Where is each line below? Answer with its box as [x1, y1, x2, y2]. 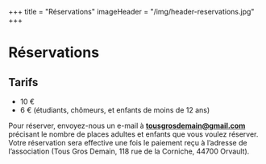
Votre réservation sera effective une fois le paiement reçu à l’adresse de [8, 138, 247, 147]
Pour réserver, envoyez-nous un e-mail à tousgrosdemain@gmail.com [8, 121, 246, 130]
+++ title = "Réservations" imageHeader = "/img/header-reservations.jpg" [8, 7, 255, 16]
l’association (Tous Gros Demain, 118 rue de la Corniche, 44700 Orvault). [8, 146, 250, 156]
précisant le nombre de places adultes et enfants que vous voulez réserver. [8, 129, 259, 139]
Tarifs [8, 76, 39, 89]
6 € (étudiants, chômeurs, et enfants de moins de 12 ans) [19, 105, 210, 115]
